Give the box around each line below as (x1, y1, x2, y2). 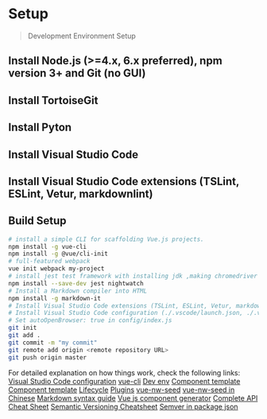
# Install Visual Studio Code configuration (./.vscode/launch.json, (8, 309, 244, 317)
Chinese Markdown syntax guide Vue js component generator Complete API (8, 393, 258, 402)
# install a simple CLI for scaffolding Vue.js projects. (8, 235, 204, 243)
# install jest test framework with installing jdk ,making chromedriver (8, 272, 258, 281)
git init (8, 324, 37, 332)
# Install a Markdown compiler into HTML (8, 287, 148, 295)
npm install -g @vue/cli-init (8, 250, 109, 258)
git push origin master (8, 353, 87, 362)
